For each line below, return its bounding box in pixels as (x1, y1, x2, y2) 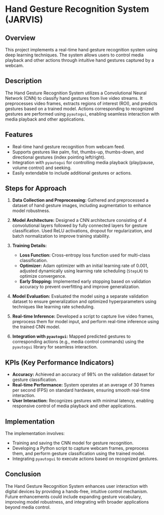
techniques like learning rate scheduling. (12, 304, 95, 310)
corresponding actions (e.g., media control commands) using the (12, 339, 144, 344)
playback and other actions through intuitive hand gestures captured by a (5, 57, 154, 63)
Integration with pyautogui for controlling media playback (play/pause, (12, 159, 154, 165)
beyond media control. (5, 504, 51, 510)
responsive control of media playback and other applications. (12, 403, 137, 409)
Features (5, 130, 33, 139)
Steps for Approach (5, 184, 66, 193)
